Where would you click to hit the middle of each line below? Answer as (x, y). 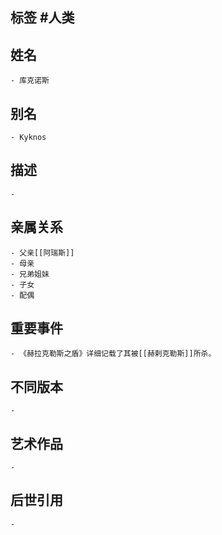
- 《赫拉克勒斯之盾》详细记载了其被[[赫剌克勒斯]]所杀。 (113, 354)
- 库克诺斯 (30, 81)
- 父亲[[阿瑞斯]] (42, 253)
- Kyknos (28, 138)
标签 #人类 (42, 18)
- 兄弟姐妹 (30, 274)
